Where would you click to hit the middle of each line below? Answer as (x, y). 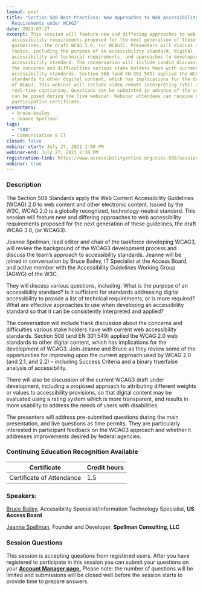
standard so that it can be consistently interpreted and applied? (85, 311)
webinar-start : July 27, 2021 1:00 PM (55, 147)
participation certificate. (47, 102)
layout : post (23, 12)
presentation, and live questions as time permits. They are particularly (93, 423)
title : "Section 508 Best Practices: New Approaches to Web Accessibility (102, 18)
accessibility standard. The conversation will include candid (93, 62)
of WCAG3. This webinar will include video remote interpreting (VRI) (102, 85)
